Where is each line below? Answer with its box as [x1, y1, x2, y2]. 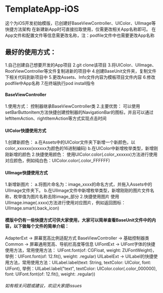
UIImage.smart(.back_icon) [5, 205, 59, 211]
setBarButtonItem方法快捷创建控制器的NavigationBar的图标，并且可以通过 [5, 109, 154, 115]
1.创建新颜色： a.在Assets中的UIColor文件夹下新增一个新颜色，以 [5, 139, 135, 145]
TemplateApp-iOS [5, 3, 79, 15]
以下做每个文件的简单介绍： [13, 223, 69, 229]
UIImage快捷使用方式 [5, 169, 48, 175]
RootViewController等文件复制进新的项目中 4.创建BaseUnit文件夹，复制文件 [5, 68, 157, 74]
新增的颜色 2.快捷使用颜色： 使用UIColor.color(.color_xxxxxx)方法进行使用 [9, 151, 158, 157]
